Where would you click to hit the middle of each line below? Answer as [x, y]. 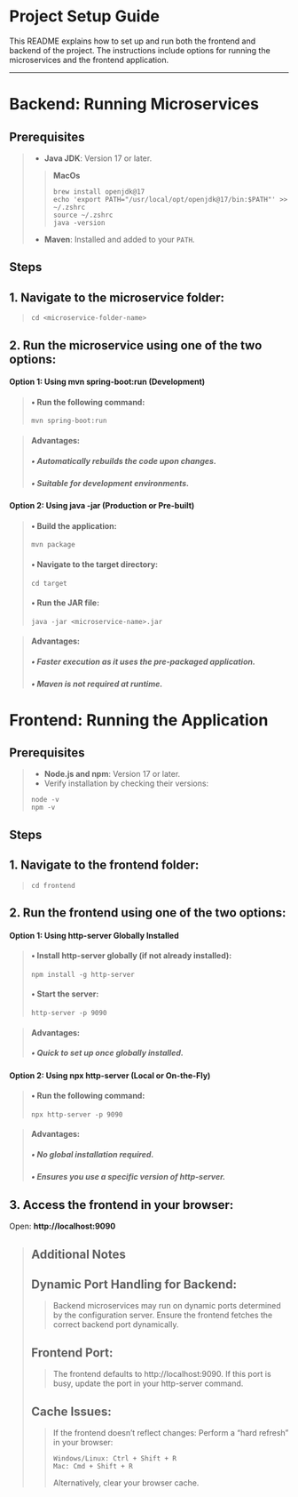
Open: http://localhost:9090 [63, 1226]
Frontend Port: [72, 1353]
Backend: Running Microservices [134, 104]
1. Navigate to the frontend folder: [104, 865]
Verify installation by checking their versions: [126, 783]
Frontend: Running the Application [139, 720]
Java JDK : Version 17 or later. [98, 158]
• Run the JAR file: [65, 603]
